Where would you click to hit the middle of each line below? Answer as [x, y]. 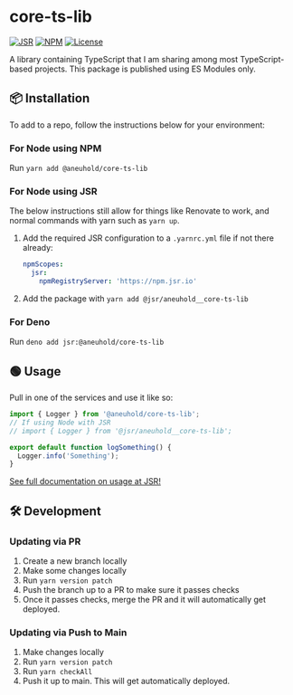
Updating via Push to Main [68, 633]
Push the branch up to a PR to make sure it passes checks [131, 590]
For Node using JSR [53, 191]
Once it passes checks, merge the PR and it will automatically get [144, 600]
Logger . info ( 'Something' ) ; [68, 456]
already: [38, 248]
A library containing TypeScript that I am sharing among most [124, 59]
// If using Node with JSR [60, 423]
